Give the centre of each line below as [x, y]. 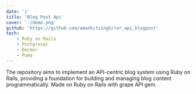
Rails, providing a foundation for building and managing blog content [89, 78]
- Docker [27, 50]
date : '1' [18, 11]
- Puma [25, 55]
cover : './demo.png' [31, 22]
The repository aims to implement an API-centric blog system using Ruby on [98, 72]
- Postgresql [33, 45]
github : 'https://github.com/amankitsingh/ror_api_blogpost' [82, 28]
